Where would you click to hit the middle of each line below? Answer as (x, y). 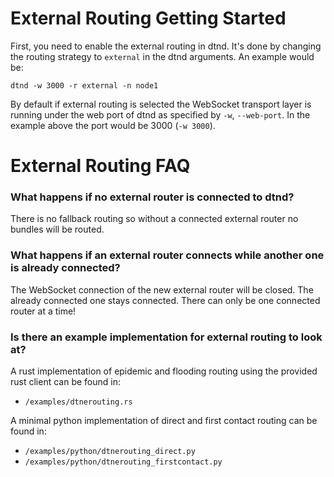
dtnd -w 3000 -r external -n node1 (84, 85)
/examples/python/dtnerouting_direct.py (110, 452)
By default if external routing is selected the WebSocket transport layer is (161, 104)
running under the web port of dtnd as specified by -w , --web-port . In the (160, 114)
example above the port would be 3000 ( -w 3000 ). (113, 125)
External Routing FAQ (100, 166)
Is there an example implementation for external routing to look (166, 337)
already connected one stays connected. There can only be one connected (165, 300)
